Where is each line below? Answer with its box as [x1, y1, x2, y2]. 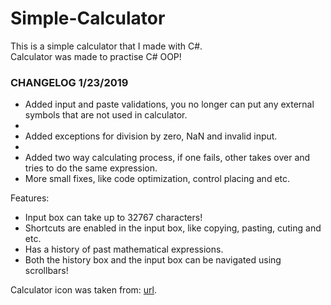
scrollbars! [24, 265, 69, 277]
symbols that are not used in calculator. [24, 109, 188, 121]
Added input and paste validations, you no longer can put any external [24, 98, 315, 111]
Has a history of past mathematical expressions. [24, 243, 224, 256]
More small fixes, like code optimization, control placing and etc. [24, 173, 291, 185]
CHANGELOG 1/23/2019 [10, 75, 129, 89]
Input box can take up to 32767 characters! [24, 212, 203, 224]
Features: [10, 192, 50, 204]
